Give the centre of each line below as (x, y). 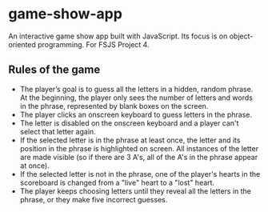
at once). (34, 166)
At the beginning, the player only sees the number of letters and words (136, 98)
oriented (22, 44)
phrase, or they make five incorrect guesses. (94, 199)
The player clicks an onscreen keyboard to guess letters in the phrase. (136, 114)
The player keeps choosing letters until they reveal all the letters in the (136, 191)
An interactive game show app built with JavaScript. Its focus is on (118, 36)
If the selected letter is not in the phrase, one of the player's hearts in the (140, 174)
